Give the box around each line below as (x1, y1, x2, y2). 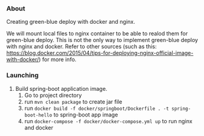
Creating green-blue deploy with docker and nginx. (6, 18, 135, 26)
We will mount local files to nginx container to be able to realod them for (6, 30, 188, 37)
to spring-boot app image (53, 111, 118, 118)
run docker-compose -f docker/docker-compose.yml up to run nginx (24, 117, 193, 124)
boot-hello (24, 112, 53, 118)
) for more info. (39, 56, 77, 63)
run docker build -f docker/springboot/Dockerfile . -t (24, 104, 170, 112)
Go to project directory (24, 91, 82, 99)
